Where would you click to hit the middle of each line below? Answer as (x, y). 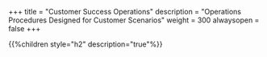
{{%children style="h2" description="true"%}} (86, 44)
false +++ (25, 28)
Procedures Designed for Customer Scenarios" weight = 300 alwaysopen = (134, 20)
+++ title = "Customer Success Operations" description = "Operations (125, 12)
